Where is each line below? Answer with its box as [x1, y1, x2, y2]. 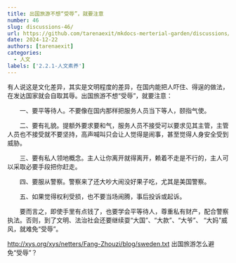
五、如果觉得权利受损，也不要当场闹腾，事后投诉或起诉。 [19, 192, 186, 201]
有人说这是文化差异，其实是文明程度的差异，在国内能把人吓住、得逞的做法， [7, 82, 229, 91]
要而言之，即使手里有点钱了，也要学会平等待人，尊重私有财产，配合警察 [19, 207, 229, 215]
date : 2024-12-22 [7, 36, 58, 43]
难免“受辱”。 [25, 224, 63, 233]
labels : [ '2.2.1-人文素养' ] [7, 62, 86, 69]
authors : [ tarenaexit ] [7, 43, 74, 50]
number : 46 [7, 17, 39, 24]
